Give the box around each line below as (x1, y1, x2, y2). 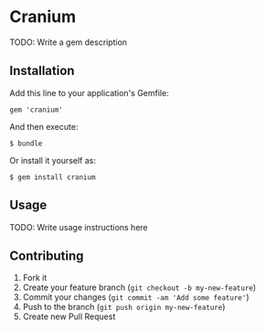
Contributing (9, 248, 84, 263)
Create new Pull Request (22, 311, 116, 322)
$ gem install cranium (9, 172, 96, 182)
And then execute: (9, 121, 79, 132)
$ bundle (9, 139, 43, 148)
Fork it (22, 272, 48, 283)
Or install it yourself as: (9, 155, 96, 165)
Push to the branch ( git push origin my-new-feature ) (22, 302, 226, 313)
